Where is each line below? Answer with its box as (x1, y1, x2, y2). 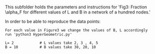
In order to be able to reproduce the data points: (5, 19, 100, 24)
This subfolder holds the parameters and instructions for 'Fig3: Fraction (5, 4, 147, 10)
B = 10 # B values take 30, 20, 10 (5, 45, 96, 50)
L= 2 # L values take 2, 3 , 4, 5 (5, 40, 98, 45)
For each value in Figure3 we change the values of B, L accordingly (5, 28, 148, 33)
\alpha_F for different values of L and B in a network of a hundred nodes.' (5, 9, 151, 15)
